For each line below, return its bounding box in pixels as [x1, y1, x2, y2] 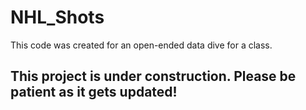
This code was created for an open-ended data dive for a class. [10, 39, 273, 51]
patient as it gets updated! [10, 84, 178, 101]
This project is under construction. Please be [10, 68, 297, 85]
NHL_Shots [10, 6, 105, 29]
